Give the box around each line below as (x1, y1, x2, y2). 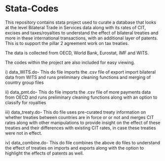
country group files (5, 80, 44, 85)
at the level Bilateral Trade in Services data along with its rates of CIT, (5, 24, 146, 30)
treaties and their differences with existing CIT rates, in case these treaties (5, 124, 156, 131)
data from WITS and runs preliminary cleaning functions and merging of (5, 74, 151, 80)
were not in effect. (5, 130, 42, 136)
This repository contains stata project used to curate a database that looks (5, 19, 157, 25)
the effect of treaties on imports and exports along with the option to (5, 145, 144, 151)
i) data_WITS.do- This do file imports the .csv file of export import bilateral (5, 69, 156, 75)
